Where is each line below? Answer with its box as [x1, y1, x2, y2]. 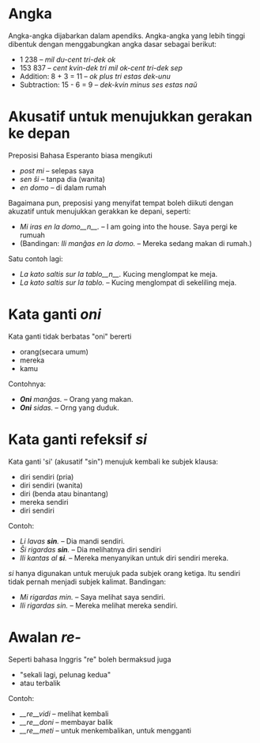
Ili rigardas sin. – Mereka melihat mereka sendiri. [19, 601, 178, 610]
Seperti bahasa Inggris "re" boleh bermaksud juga [8, 654, 171, 664]
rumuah [19, 230, 46, 240]
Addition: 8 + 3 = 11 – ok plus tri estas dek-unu [19, 71, 171, 81]
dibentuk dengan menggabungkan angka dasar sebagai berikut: [8, 39, 217, 48]
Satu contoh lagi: [8, 254, 63, 263]
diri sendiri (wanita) [19, 480, 83, 490]
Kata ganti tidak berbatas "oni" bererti [8, 332, 132, 341]
